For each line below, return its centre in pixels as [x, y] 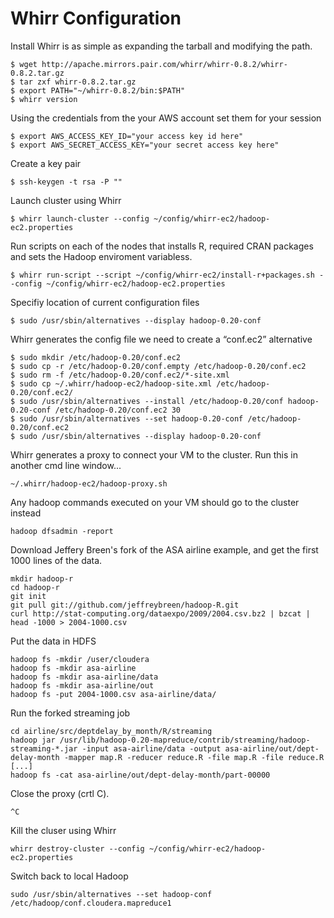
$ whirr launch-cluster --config [80, 218]
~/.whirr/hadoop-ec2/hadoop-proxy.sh [89, 483]
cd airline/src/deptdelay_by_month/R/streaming [111, 731]
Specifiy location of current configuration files [105, 302]
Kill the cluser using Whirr [63, 830]
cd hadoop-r [35, 587]
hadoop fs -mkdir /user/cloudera [80, 659]
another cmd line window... [66, 465]
